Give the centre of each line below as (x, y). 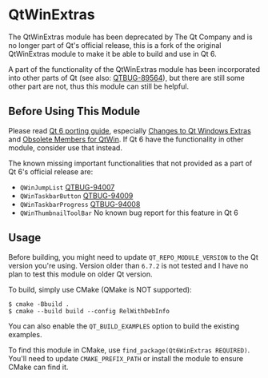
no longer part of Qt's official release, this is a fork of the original (115, 45)
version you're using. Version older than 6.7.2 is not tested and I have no (128, 265)
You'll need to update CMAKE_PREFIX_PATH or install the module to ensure (126, 358)
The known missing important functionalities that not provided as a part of (130, 163)
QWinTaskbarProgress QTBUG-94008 (80, 204)
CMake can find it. (38, 367)
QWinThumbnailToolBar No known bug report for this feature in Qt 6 (129, 213)
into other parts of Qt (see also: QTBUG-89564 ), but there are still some (127, 78)
